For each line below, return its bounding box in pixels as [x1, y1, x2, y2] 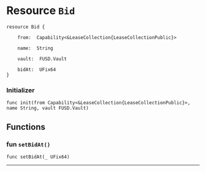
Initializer [6, 86, 35, 95]
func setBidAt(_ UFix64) [6, 154, 70, 160]
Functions [6, 121, 46, 132]
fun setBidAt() [6, 140, 51, 148]
